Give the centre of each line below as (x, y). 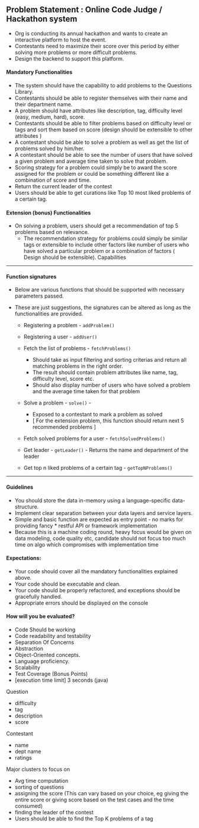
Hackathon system (42, 19)
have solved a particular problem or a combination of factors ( (99, 251)
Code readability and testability (53, 636)
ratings (23, 758)
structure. (27, 507)
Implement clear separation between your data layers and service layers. (104, 513)
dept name (28, 751)
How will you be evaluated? (41, 617)
